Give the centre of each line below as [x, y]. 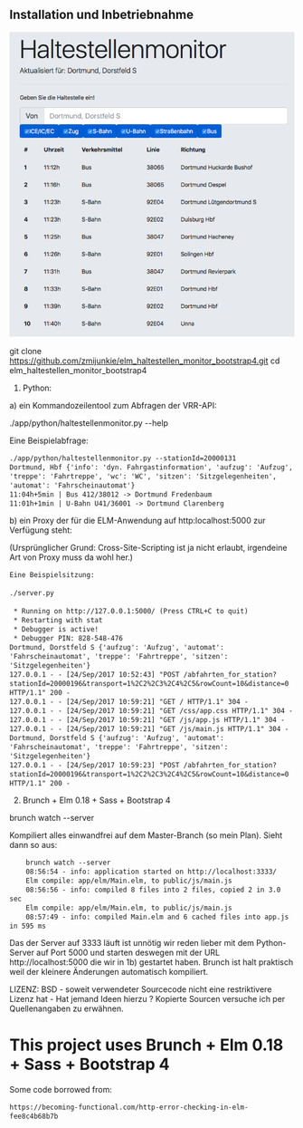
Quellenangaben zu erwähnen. [66, 1008]
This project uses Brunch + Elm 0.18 [147, 1045]
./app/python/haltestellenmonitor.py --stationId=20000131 [123, 458]
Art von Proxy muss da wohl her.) [71, 557]
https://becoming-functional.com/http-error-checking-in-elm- [129, 1108]
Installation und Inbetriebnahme [102, 15]
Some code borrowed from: [61, 1090]
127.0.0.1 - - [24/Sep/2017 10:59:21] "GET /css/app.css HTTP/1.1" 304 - [151, 711]
